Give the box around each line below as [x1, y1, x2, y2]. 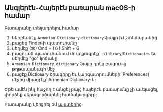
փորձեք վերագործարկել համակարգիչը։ [4, 91, 97, 97]
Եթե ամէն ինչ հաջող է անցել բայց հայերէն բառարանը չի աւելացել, [4, 86, 159, 92]
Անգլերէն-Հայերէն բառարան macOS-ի [4, 4, 136, 12]
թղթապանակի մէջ [11, 66, 55, 72]
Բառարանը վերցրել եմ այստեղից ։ [4, 101, 83, 107]
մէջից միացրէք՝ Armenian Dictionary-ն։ [11, 76, 97, 82]
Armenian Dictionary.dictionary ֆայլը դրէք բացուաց [11, 60, 127, 66]
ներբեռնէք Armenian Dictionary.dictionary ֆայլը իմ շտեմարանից [11, 34, 157, 40]
